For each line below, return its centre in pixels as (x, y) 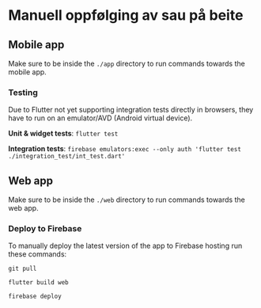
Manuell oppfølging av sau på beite (126, 15)
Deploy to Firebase (45, 229)
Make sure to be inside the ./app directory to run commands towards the (127, 63)
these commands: (38, 254)
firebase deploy (35, 297)
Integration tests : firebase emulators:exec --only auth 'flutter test (125, 149)
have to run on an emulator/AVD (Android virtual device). (100, 118)
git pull (23, 269)
